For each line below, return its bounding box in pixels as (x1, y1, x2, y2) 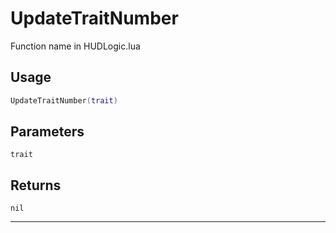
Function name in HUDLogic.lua (10, 40, 141, 52)
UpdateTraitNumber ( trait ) (10, 95, 118, 106)
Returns (10, 177, 62, 194)
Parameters (10, 123, 85, 141)
